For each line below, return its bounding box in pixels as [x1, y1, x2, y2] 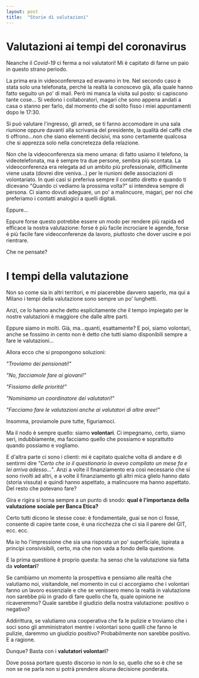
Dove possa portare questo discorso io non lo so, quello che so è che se [6, 659, 182, 666]
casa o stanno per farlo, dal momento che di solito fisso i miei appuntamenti [6, 102, 191, 110]
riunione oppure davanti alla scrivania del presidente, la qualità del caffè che [6, 127, 192, 134]
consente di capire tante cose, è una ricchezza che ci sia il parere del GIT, [6, 521, 187, 528]
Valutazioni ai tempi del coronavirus [6, 40, 187, 53]
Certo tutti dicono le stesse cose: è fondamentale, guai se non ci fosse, [6, 515, 179, 522]
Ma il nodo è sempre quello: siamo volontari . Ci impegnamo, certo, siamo [6, 429, 185, 437]
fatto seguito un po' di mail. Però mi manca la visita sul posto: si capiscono [6, 90, 188, 97]
